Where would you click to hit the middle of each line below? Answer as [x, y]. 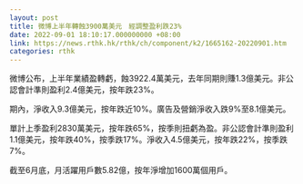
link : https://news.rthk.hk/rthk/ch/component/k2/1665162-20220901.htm [148, 43]
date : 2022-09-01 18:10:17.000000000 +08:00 [95, 34]
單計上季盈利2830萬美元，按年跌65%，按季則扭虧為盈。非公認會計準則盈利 [151, 129]
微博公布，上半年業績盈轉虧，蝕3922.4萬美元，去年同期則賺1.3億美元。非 [148, 79]
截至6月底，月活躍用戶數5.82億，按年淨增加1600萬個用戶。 [121, 170]
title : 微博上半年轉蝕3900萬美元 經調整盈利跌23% [96, 26]
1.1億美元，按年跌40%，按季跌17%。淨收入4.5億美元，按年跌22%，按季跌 [149, 140]
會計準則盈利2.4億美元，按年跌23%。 [88, 90]
